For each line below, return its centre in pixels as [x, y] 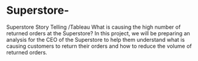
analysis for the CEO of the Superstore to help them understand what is [96, 39]
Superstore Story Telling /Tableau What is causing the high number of [94, 27]
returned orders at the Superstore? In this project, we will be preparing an [98, 33]
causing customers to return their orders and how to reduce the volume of [99, 46]
